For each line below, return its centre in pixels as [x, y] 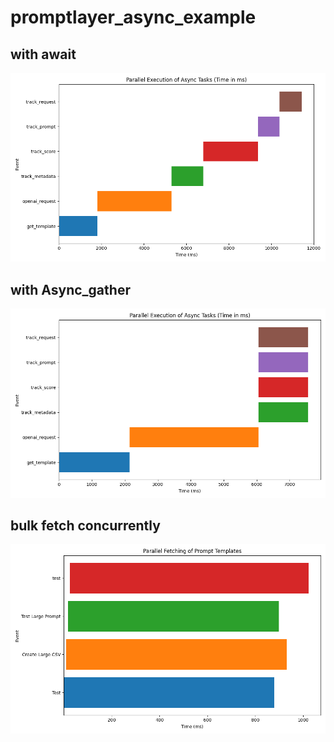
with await [43, 54]
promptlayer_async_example [133, 17]
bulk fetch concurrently [85, 525]
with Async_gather [70, 289]
